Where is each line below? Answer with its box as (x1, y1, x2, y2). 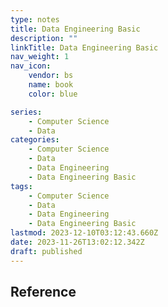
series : (10, 107, 43, 117)
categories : (10, 135, 60, 145)
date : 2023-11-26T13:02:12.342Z (10, 237, 145, 247)
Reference (10, 284, 77, 301)
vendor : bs (28, 71, 74, 81)
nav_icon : (10, 61, 52, 71)
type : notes (10, 14, 60, 25)
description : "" (10, 33, 78, 43)
